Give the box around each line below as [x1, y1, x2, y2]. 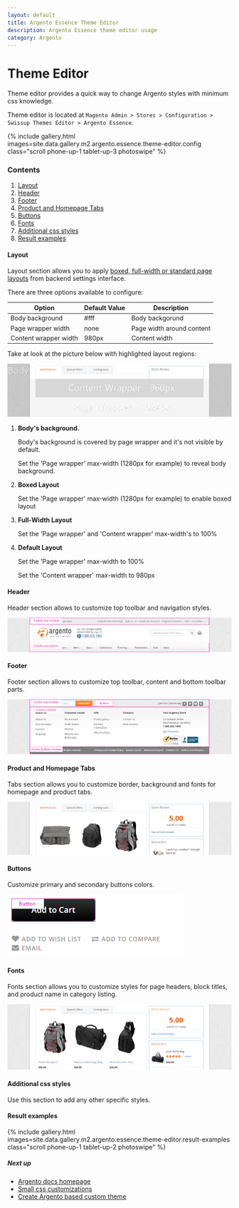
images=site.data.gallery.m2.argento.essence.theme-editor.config [7, 140, 201, 148]
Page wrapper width [10, 324, 70, 332]
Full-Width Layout [17, 516, 73, 524]
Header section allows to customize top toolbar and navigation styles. [7, 603, 212, 612]
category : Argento [7, 34, 62, 41]
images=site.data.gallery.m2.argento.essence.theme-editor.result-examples [7, 1135, 230, 1144]
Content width [131, 334, 173, 342]
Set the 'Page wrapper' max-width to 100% [17, 557, 144, 566]
